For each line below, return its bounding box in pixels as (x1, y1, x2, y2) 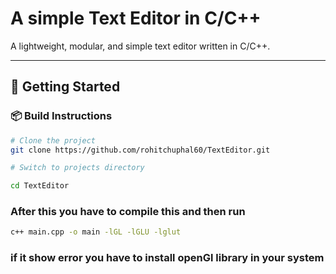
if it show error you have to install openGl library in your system (10, 251, 325, 265)
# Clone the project (10, 135, 97, 146)
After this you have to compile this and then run (10, 205, 246, 219)
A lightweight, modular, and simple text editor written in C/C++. (10, 40, 271, 52)
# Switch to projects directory (10, 163, 145, 173)
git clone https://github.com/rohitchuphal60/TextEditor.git (10, 145, 271, 155)
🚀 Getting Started (10, 78, 121, 96)
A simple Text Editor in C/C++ (10, 7, 262, 30)
